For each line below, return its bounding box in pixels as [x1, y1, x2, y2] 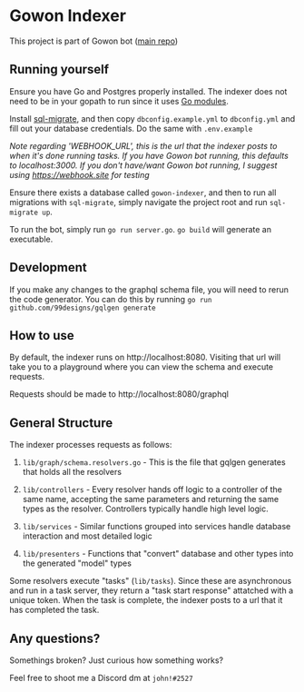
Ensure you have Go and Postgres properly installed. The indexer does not [9, 85, 288, 96]
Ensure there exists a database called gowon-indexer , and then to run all [9, 187, 277, 198]
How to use [9, 328, 74, 343]
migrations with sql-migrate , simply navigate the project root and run [9, 196, 268, 207]
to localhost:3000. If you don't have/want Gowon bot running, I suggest [9, 160, 278, 171]
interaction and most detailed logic [22, 530, 152, 541]
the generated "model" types [22, 558, 132, 568]
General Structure [9, 415, 113, 430]
